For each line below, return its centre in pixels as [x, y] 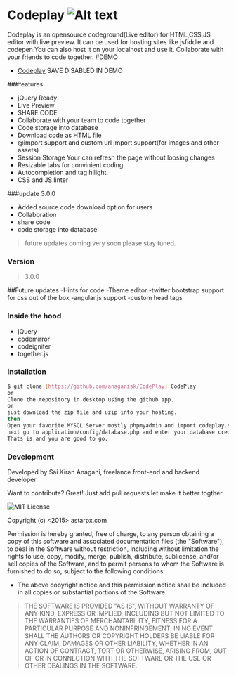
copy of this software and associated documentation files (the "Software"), [116, 541]
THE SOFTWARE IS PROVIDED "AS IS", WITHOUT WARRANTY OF [119, 606]
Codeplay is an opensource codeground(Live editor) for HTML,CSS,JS [109, 34]
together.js [33, 353]
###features [25, 84]
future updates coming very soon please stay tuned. [100, 243]
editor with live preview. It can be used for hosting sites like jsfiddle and [111, 41]
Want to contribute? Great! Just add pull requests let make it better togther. [116, 493]
